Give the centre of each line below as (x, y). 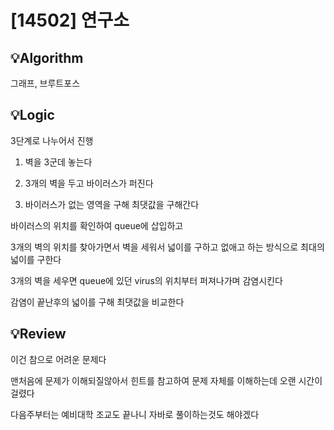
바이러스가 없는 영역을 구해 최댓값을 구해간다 (112, 204)
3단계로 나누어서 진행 (52, 140)
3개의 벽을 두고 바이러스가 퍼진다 (89, 183)
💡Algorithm (47, 57)
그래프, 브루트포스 (45, 83)
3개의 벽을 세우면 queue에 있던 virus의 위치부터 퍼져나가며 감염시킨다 (146, 280)
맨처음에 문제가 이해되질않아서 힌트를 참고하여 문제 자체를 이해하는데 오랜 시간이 (166, 380)
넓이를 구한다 (36, 259)
